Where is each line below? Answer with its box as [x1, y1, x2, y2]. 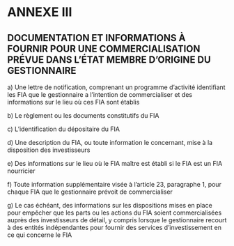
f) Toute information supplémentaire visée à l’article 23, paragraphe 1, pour [7, 180, 221, 188]
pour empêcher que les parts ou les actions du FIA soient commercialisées [7, 208, 222, 217]
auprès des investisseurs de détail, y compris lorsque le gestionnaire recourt [7, 216, 227, 224]
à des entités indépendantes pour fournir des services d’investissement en [7, 224, 221, 231]
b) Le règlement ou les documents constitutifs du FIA [7, 112, 159, 119]
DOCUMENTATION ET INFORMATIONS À [7, 32, 186, 44]
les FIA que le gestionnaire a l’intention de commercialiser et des [7, 91, 193, 98]
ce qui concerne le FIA [7, 231, 72, 239]
